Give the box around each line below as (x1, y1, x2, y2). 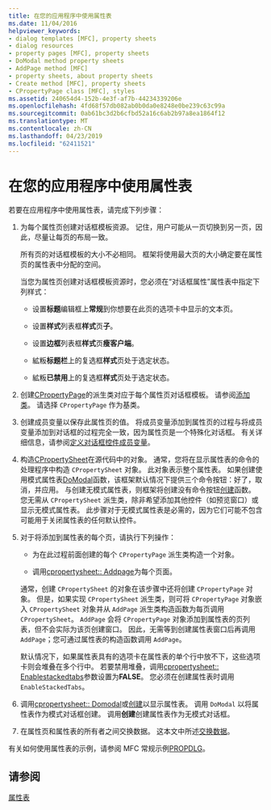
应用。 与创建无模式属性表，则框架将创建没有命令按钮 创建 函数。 (41, 485, 256, 495)
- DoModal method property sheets (8, 57, 125, 65)
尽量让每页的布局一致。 (34, 232, 113, 243)
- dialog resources (8, 42, 74, 50)
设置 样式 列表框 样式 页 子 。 (31, 321, 118, 331)
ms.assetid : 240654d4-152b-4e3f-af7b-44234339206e (8, 95, 182, 103)
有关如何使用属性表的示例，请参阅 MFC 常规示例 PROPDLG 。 (8, 744, 210, 753)
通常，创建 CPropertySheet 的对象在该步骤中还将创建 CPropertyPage (19, 584, 244, 594)
